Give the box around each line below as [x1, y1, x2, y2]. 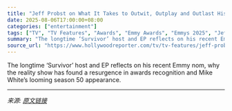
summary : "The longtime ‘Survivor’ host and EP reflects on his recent [7, 36, 217, 43]
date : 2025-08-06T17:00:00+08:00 [7, 17, 104, 23]
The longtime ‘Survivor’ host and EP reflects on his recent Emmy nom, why [7, 61, 220, 69]
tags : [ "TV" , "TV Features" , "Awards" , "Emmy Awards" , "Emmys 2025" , [7, 29, 212, 37]
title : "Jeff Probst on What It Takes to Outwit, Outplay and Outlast [7, 10, 215, 17]
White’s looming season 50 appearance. [7, 76, 122, 83]
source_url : [7, 42, 41, 49]
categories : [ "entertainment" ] [7, 23, 97, 30]
